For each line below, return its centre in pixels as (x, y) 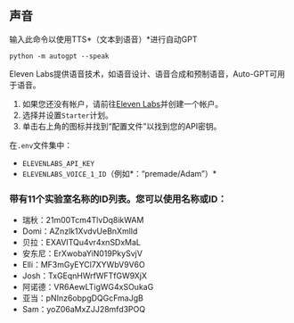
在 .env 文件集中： (41, 145)
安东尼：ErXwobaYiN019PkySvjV (82, 253)
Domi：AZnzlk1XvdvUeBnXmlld (80, 231)
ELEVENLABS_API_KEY (58, 163)
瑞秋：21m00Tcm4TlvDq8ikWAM (83, 220)
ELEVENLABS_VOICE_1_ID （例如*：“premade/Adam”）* (119, 173)
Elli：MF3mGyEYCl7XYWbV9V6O (83, 265)
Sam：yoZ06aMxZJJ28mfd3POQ (83, 310)
